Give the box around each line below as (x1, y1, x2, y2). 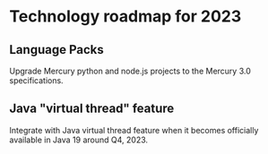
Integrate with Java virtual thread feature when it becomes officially (9, 124, 259, 135)
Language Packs (9, 42, 105, 57)
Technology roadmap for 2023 (9, 6, 242, 27)
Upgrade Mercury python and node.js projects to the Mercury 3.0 (9, 65, 251, 76)
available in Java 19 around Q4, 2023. (9, 134, 149, 145)
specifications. (9, 75, 65, 86)
